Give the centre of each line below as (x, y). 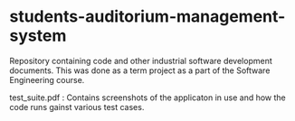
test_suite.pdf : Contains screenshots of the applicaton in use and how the (148, 98)
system (38, 36)
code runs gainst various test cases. (77, 107)
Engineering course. (47, 79)
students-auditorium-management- (147, 17)
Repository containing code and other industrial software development (141, 60)
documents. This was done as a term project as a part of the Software (140, 70)
